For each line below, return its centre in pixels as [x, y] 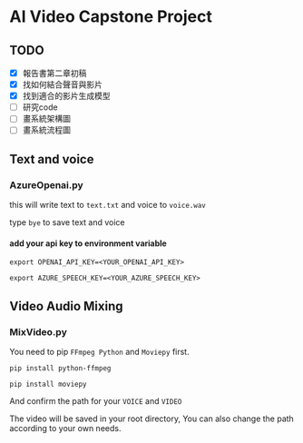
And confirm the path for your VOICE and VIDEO [96, 400]
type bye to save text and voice [67, 222]
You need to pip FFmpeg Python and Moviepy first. [99, 351]
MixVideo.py [39, 331]
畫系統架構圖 [46, 119]
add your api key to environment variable [88, 243]
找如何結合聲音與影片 [62, 84]
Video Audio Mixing [66, 306]
